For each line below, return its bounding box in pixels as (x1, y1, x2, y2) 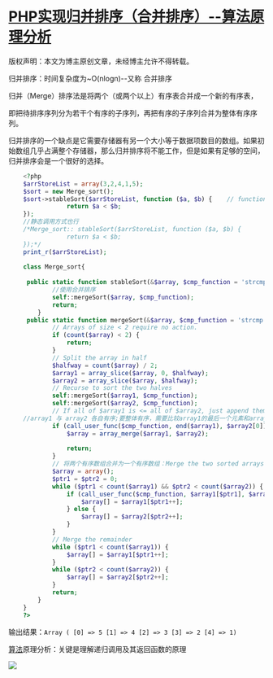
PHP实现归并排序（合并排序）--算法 (8, 7, 250, 26)
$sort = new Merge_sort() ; (23, 187, 115, 195)
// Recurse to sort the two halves (51, 384, 173, 392)
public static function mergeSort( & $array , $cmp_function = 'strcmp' (26, 316, 267, 324)
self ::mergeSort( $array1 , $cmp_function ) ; (51, 391, 198, 400)
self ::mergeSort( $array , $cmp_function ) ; (51, 293, 195, 301)
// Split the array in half (51, 353, 148, 362)
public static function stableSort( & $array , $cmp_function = (26, 278, 238, 287)
